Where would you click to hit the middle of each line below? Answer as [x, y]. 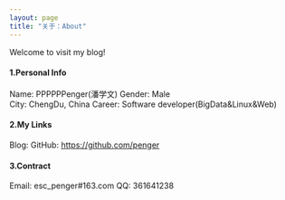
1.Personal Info [38, 72]
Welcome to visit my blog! [57, 52]
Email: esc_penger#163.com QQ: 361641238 [92, 186]
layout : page [34, 18]
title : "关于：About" [48, 26]
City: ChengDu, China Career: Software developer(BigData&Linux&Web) [143, 104]
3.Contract [30, 166]
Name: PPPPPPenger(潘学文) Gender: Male [90, 94]
